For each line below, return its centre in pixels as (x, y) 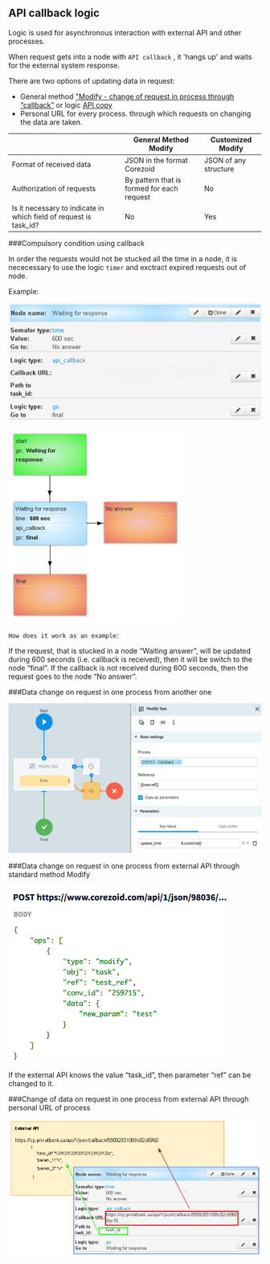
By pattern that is (153, 179)
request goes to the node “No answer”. (73, 676)
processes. (27, 41)
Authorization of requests (54, 188)
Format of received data (51, 165)
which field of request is (51, 217)
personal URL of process (49, 1108)
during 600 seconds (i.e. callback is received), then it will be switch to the (131, 659)
